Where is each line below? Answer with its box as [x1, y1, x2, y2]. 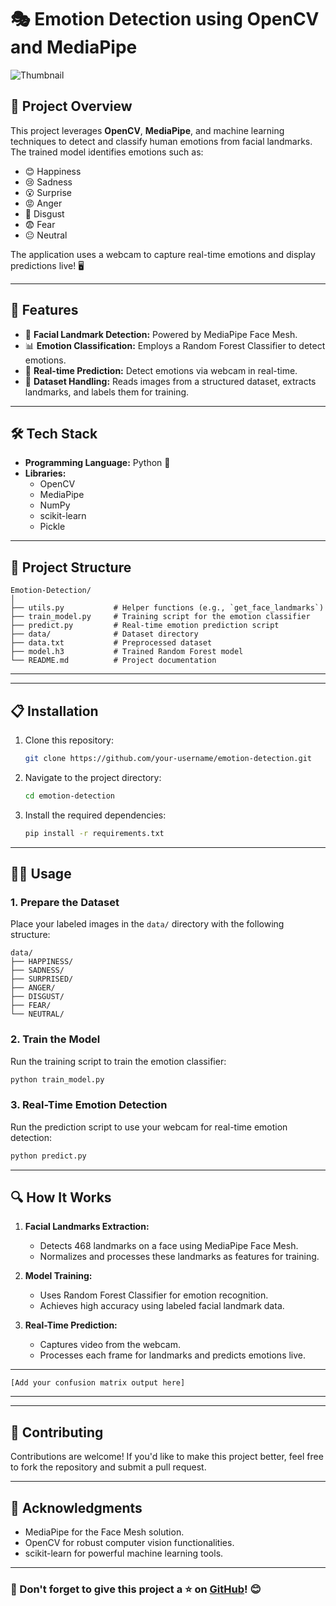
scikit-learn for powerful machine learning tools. [24, 1547, 224, 1560]
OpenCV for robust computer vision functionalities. [24, 1537, 235, 1549]
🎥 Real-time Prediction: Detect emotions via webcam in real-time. [24, 364, 298, 376]
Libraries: [24, 467, 67, 480]
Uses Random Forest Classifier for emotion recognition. [39, 1289, 269, 1301]
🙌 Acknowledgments [10, 1499, 143, 1516]
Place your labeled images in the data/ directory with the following [10, 918, 285, 930]
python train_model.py [10, 1074, 105, 1085]
